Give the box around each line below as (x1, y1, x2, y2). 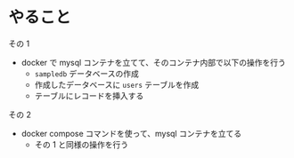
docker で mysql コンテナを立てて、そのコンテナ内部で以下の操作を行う (20, 57, 286, 67)
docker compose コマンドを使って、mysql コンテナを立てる (20, 128, 242, 138)
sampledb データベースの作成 (34, 67, 140, 79)
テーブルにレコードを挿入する (34, 90, 144, 101)
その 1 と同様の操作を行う (34, 138, 129, 150)
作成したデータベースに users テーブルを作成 (34, 79, 200, 90)
